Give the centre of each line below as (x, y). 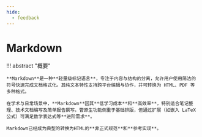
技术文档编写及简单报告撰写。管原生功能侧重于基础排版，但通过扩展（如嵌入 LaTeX (105, 110)
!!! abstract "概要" (28, 66)
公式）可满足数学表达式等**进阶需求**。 (50, 117)
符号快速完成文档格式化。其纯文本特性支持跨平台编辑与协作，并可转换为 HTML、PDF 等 (101, 85)
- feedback (26, 18)
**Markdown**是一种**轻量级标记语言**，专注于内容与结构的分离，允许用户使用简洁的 (101, 79)
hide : (13, 12)
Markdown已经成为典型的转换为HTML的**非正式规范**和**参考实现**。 (84, 129)
